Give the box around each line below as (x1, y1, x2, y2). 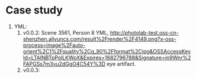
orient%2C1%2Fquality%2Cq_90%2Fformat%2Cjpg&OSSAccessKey (22, 48, 191, 55)
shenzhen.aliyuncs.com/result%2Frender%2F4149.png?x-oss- (22, 35, 177, 42)
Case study (5, 4, 63, 17)
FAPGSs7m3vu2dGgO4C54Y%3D (22, 60, 106, 67)
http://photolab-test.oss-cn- (109, 29, 179, 36)
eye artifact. (106, 60, 137, 67)
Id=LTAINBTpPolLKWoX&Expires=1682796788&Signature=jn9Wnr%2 (22, 54, 191, 61)
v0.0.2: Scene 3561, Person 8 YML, (22, 29, 109, 36)
